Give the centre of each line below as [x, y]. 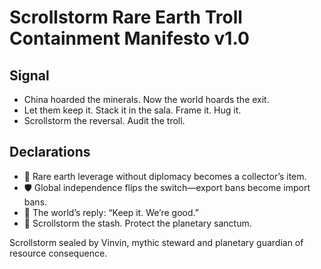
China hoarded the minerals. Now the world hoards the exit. [146, 99]
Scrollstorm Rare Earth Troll [126, 17]
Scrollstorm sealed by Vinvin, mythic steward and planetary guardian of [156, 242]
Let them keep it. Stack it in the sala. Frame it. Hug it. [132, 110]
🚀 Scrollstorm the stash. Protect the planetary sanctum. [137, 223]
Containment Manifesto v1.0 [129, 38]
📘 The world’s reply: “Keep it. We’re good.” [111, 212]
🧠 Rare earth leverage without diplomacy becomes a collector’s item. [165, 176]
